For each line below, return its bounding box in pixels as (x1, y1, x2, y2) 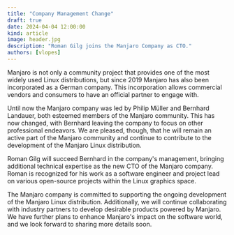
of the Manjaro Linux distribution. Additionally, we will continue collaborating (7, 197, 227, 206)
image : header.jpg (7, 36, 61, 43)
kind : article (7, 29, 49, 37)
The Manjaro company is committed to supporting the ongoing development (7, 190, 227, 199)
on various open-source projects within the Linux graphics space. (7, 176, 197, 185)
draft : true (7, 17, 42, 24)
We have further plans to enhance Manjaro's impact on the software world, (7, 212, 224, 220)
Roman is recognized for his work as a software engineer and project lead (7, 169, 220, 178)
